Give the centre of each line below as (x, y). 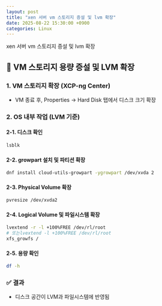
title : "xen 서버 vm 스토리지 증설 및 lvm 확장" (61, 17)
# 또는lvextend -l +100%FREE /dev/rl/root (59, 233)
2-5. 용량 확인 (22, 253)
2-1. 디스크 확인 (25, 132)
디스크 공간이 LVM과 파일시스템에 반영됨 (62, 297)
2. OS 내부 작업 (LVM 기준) (43, 116)
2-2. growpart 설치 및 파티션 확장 (46, 160)
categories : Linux (29, 28)
